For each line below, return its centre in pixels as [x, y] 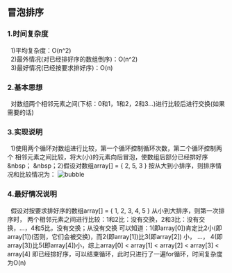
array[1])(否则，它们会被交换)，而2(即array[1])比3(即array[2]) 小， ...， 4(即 [115, 236]
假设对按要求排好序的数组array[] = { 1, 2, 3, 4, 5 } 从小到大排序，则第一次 [114, 211]
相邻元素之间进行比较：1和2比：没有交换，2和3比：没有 [119, 219]
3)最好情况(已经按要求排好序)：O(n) [61, 67]
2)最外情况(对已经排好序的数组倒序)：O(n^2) [74, 59]
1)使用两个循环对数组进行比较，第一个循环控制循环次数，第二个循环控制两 [116, 148]
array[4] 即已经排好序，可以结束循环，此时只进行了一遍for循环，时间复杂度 [115, 254]
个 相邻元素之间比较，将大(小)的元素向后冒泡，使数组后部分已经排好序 [108, 157]
